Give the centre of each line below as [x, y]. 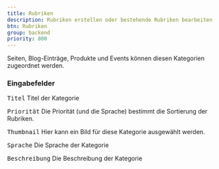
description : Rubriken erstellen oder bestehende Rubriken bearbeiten [110, 20]
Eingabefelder [31, 83]
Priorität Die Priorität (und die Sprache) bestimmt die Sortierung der [107, 112]
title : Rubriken [30, 13]
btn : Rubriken [27, 26]
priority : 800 [27, 39]
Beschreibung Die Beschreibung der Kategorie [75, 159]
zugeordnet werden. [36, 66]
